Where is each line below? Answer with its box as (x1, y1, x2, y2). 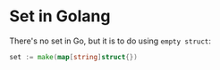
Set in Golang (9, 6, 111, 27)
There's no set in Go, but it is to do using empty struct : (9, 35, 212, 46)
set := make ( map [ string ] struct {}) (9, 52, 139, 61)
